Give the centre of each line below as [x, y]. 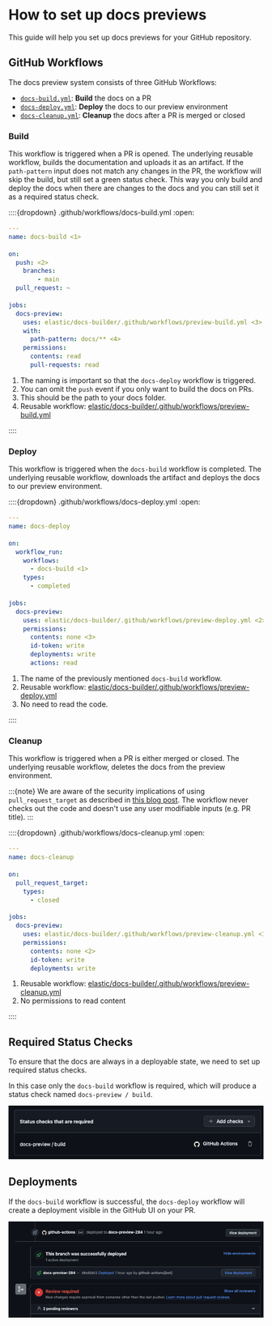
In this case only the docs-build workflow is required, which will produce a [132, 1086]
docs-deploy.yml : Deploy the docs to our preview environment [124, 106]
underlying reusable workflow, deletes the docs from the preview [117, 767]
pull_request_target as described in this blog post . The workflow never [128, 800]
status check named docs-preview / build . [81, 1094]
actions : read [54, 663]
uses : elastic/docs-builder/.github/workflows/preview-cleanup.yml [139, 934]
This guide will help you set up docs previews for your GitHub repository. [130, 37]
